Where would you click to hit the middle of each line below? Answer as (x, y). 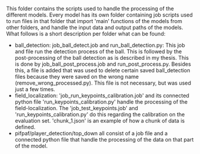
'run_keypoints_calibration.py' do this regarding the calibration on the (100, 114)
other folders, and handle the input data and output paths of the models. (95, 27)
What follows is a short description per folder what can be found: (86, 34)
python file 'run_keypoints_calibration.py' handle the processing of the (101, 102)
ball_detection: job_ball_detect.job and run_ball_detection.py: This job (100, 45)
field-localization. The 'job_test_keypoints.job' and (76, 108)
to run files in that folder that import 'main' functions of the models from (94, 21)
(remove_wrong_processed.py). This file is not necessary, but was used (103, 83)
